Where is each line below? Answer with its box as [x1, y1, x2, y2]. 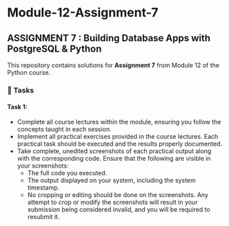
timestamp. [27, 183, 60, 192]
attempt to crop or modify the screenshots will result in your [27, 198, 198, 207]
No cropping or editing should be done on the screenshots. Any [27, 191, 209, 199]
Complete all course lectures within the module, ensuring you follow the [17, 118, 221, 126]
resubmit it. [27, 213, 60, 221]
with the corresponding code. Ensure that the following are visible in [17, 155, 212, 163]
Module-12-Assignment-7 [7, 5, 159, 21]
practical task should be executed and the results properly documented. [17, 139, 223, 148]
